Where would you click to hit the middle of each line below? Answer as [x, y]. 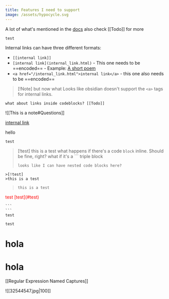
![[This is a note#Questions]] [35, 113]
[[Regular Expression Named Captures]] [47, 281]
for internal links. [35, 94]
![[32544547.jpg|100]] [28, 290]
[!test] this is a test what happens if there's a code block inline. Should [91, 151]
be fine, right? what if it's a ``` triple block [60, 156]
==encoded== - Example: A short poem [54, 68]
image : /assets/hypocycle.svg [37, 15]
